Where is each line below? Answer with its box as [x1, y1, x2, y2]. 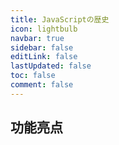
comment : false [10, 80, 74, 90]
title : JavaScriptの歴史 [10, 14, 110, 25]
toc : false [10, 71, 56, 81]
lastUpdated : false [10, 61, 92, 71]
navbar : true [10, 33, 65, 43]
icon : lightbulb [10, 24, 78, 34]
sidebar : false [10, 42, 74, 53]
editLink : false [10, 52, 78, 62]
